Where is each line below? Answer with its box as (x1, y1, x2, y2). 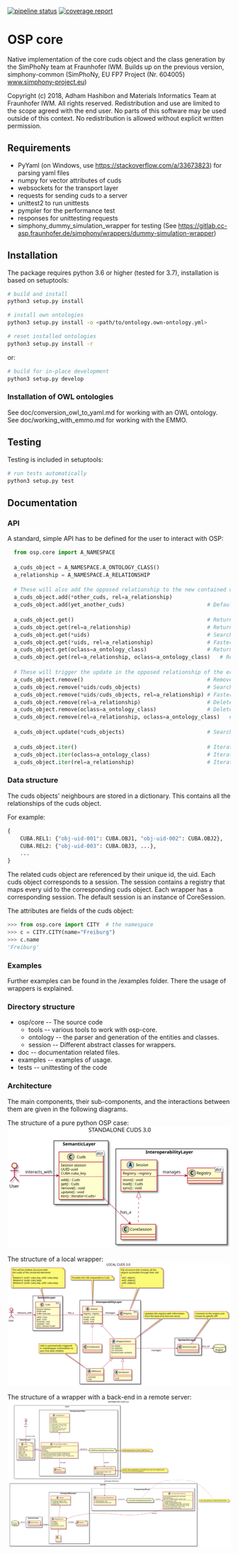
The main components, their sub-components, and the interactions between (7, 1097, 230, 1105)
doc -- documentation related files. (17, 1048, 120, 1057)
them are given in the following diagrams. (7, 1105, 128, 1113)
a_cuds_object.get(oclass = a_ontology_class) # (13, 646, 211, 653)
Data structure (7, 775, 59, 785)
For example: (7, 813, 46, 821)
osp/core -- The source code (17, 1018, 103, 1027)
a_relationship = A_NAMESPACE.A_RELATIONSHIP (13, 571, 151, 579)
